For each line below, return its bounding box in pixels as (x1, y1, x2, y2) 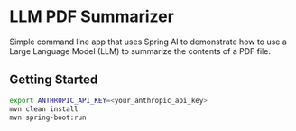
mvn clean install (9, 104, 79, 114)
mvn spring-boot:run (9, 113, 88, 122)
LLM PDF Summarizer (9, 6, 174, 27)
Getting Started (9, 72, 98, 88)
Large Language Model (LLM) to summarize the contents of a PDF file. (9, 45, 271, 56)
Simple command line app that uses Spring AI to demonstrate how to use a (9, 36, 287, 47)
